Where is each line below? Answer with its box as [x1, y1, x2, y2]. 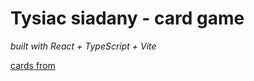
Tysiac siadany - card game [10, 7, 245, 30]
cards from [10, 59, 56, 71]
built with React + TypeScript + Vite [10, 40, 157, 52]
